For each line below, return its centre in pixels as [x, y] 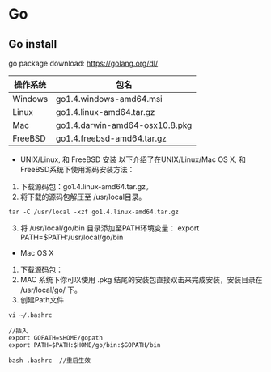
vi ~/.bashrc [30, 315]
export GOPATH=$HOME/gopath [56, 338]
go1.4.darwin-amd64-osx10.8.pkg [124, 125]
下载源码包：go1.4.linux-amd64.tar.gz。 [86, 186]
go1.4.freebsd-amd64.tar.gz [111, 138]
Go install [33, 44]
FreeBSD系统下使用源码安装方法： [77, 169]
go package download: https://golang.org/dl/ [83, 63]
